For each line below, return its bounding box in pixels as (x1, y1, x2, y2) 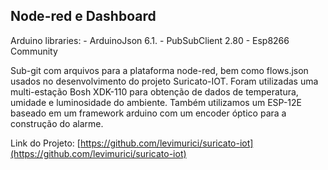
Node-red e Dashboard (10, 8, 157, 25)
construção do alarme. (10, 117, 104, 129)
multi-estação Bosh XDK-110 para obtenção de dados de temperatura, (10, 85, 299, 98)
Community (10, 45, 58, 57)
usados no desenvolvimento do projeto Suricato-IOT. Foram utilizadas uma (10, 75, 319, 87)
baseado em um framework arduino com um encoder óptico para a (10, 107, 287, 119)
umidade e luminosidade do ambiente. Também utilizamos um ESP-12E (10, 96, 302, 108)
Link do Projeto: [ (10, 137, 81, 149)
